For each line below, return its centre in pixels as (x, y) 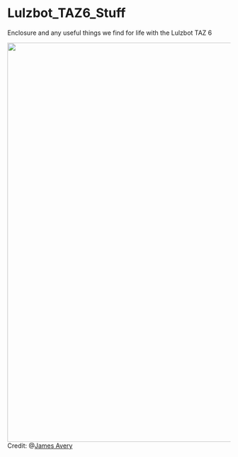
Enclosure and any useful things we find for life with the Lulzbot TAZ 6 (110, 33)
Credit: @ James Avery (40, 446)
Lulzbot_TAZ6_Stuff (67, 13)
